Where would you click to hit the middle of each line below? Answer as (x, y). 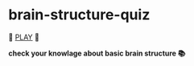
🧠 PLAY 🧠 (24, 37)
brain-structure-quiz (79, 15)
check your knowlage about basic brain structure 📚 (97, 53)
